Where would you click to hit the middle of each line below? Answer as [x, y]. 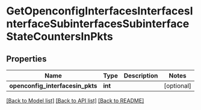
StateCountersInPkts [60, 37]
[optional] [177, 86]
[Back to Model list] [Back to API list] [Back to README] [75, 101]
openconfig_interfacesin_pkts [53, 86]
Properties [26, 59]
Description [141, 75]
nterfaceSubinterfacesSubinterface [98, 24]
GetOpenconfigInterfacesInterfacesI [100, 11]
